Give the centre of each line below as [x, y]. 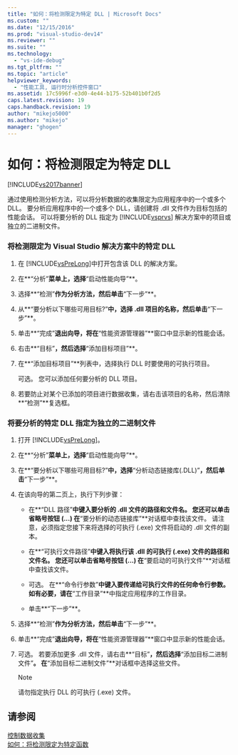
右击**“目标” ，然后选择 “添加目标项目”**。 [79, 348]
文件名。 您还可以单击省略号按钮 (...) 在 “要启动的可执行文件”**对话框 [129, 561]
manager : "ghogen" [35, 127]
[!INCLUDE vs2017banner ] [45, 185]
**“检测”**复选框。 [46, 402]
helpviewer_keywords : [40, 80]
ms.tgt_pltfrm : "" [35, 67]
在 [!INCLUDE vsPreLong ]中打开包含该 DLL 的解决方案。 [99, 263]
